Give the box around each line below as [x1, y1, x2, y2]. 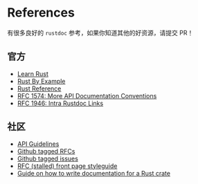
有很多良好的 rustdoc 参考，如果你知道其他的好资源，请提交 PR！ [7, 28, 194, 37]
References [7, 5, 75, 21]
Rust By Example [17, 77, 66, 85]
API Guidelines [17, 140, 60, 148]
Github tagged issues [17, 154, 78, 163]
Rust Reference [17, 84, 62, 93]
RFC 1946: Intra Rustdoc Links [17, 99, 104, 107]
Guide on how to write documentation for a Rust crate [17, 169, 171, 177]
